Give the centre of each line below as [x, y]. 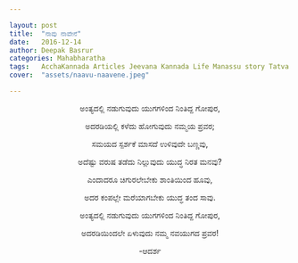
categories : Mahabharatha [57, 59]
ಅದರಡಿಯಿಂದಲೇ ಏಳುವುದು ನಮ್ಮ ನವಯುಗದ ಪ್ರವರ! [150, 233]
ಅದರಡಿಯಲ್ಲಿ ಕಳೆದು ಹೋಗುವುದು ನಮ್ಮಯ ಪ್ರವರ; [150, 126]
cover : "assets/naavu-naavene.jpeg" [79, 75]
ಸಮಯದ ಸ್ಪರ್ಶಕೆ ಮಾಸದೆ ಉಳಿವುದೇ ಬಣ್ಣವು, [150, 144]
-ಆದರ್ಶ [150, 251]
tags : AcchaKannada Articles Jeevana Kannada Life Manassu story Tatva [149, 67]
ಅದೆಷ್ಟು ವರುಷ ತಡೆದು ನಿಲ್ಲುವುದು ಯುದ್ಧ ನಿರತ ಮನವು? [150, 161]
